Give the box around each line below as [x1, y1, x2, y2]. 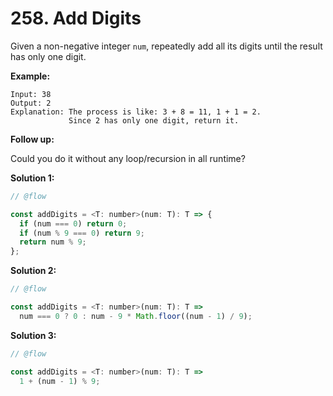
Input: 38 [10, 89, 52, 99]
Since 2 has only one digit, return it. [68, 115, 240, 126]
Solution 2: [10, 265, 57, 277]
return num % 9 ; [19, 237, 87, 247]
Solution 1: [10, 172, 55, 184]
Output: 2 [10, 98, 52, 108]
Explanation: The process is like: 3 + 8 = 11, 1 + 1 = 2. [10, 107, 262, 117]
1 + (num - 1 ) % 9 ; [19, 376, 101, 386]
